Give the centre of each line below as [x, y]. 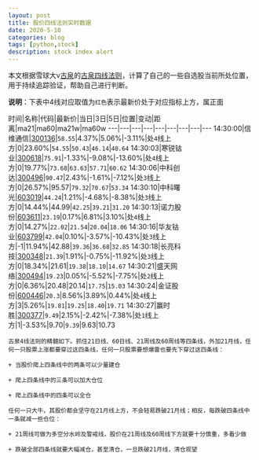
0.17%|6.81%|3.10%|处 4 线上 [106, 217]
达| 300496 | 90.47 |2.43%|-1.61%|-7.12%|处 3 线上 [84, 177]
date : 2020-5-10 [35, 30]
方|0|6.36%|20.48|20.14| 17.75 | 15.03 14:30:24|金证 [90, 285]
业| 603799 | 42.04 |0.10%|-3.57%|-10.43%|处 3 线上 [88, 236]
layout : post [29, 15]
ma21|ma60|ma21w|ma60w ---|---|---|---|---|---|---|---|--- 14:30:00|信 [134, 128]
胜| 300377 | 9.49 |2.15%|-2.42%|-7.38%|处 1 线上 [84, 315]
